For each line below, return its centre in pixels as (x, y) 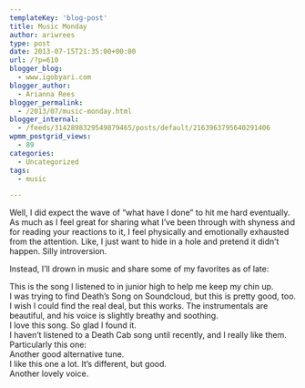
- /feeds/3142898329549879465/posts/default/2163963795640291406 (144, 128)
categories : (32, 153)
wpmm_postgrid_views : (51, 137)
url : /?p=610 (34, 60)
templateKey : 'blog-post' (58, 18)
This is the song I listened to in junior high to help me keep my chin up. (142, 287)
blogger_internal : (44, 119)
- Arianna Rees (46, 94)
